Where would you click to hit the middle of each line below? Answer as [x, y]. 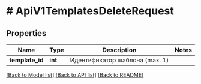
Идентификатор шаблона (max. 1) [119, 60]
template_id [26, 60]
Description [119, 50]
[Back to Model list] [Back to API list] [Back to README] [75, 75]
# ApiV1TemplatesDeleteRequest [90, 11]
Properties [26, 33]
